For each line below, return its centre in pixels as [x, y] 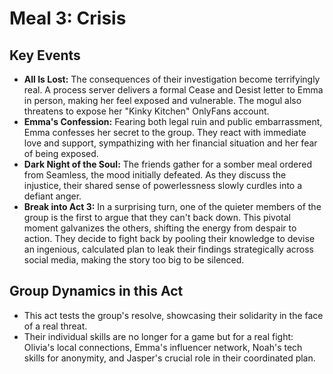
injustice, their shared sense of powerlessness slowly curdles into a [163, 185]
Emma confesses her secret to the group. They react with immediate [165, 132]
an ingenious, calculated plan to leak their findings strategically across [168, 249]
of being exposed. [61, 153]
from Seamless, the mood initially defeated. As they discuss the [155, 175]
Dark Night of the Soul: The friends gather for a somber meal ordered [168, 164]
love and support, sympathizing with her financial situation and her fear [170, 143]
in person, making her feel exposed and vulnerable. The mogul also [162, 100]
